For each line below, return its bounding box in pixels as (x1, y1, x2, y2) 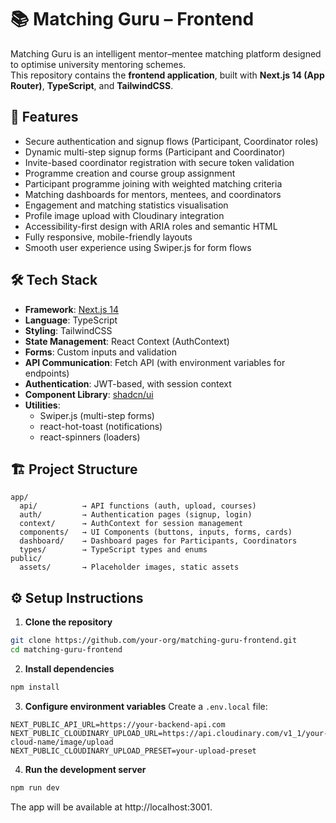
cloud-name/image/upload (10, 737, 114, 747)
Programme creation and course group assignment (24, 167, 236, 179)
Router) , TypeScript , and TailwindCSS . (10, 79, 174, 91)
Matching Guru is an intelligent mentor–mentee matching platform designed (10, 47, 322, 60)
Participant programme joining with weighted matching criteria (24, 177, 283, 190)
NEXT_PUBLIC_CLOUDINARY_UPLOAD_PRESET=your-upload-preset (10, 746, 257, 756)
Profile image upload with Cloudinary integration (24, 209, 225, 221)
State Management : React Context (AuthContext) (24, 335, 230, 347)
